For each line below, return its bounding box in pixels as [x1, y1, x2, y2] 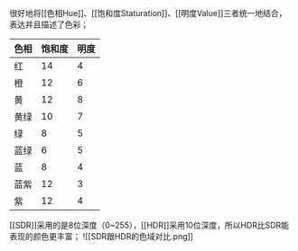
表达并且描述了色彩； [9, 19, 88, 30]
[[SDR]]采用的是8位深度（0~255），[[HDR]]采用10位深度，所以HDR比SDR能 [9, 220, 290, 230]
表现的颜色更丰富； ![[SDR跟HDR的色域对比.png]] [9, 231, 194, 241]
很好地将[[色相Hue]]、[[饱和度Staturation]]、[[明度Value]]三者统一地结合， [9, 8, 287, 18]
